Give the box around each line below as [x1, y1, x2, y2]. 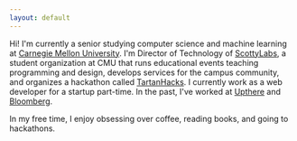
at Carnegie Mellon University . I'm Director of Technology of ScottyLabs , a [9, 47, 287, 59]
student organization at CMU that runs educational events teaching [9, 57, 259, 68]
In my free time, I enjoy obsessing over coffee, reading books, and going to [9, 113, 289, 124]
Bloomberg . [9, 96, 53, 107]
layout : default [9, 13, 70, 23]
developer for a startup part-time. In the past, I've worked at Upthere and [9, 86, 282, 97]
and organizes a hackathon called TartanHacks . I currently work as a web [9, 76, 283, 87]
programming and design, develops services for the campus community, [9, 67, 280, 78]
